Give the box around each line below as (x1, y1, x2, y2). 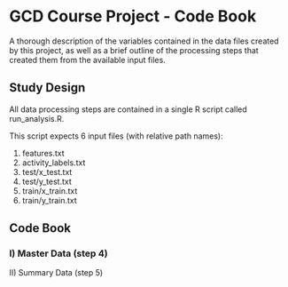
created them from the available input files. (9, 54, 166, 65)
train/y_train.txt (21, 195, 77, 205)
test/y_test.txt (21, 176, 73, 187)
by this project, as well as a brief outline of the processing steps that (9, 44, 259, 55)
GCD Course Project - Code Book (9, 6, 257, 27)
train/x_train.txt (21, 185, 78, 196)
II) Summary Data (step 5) (9, 267, 104, 278)
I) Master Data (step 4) (9, 247, 108, 259)
